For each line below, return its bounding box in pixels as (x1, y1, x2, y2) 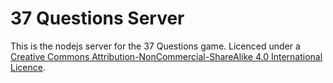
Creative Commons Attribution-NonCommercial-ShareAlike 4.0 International (10, 50, 323, 62)
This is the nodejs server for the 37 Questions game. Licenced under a (10, 40, 301, 52)
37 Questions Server (10, 7, 185, 30)
